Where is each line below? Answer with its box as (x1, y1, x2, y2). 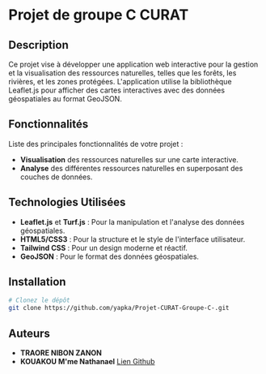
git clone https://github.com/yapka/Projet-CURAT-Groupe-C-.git (8, 304, 230, 312)
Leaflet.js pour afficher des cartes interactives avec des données (8, 85, 225, 95)
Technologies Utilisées (8, 196, 126, 209)
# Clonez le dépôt (8, 296, 70, 305)
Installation (8, 275, 66, 289)
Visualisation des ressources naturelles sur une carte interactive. (19, 154, 239, 164)
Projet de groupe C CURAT (8, 6, 189, 24)
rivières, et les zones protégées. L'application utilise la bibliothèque (8, 77, 232, 86)
